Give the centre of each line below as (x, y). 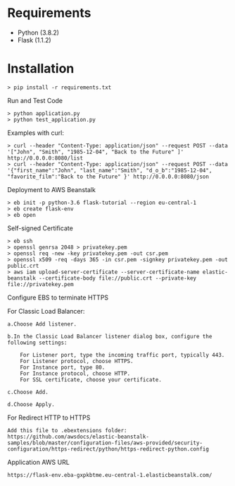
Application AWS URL (39, 462)
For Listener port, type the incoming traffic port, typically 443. (122, 355)
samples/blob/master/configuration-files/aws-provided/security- (105, 443)
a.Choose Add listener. (42, 324)
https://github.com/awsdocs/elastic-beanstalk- (78, 437)
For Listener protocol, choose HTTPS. (77, 361)
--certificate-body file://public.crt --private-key (118, 278)
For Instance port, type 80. (63, 367)
